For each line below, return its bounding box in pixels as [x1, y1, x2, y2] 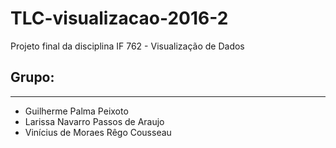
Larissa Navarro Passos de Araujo [24, 115, 165, 127]
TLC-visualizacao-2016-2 [10, 7, 229, 30]
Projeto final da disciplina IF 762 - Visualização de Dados [10, 40, 245, 52]
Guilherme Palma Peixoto [24, 105, 129, 117]
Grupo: [10, 69, 55, 86]
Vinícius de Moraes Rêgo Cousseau [24, 126, 172, 138]
